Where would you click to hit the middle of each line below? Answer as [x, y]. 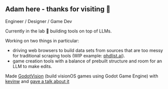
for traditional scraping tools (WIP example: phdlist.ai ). [69, 55]
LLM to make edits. [32, 66]
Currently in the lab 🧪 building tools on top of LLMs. [59, 31]
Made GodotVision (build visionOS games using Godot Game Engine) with [82, 76]
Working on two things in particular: [42, 40]
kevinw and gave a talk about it [37, 81]
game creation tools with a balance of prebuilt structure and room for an [87, 61]
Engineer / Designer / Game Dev [39, 21]
